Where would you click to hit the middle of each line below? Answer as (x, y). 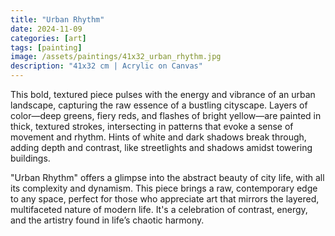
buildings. (30, 158)
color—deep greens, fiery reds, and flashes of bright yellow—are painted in (166, 115)
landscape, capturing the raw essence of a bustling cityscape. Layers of (159, 105)
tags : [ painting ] (46, 47)
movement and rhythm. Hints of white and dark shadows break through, (158, 137)
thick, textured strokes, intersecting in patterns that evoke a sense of (152, 126)
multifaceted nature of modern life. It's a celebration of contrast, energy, (159, 209)
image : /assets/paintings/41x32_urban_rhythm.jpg (116, 57)
